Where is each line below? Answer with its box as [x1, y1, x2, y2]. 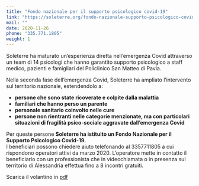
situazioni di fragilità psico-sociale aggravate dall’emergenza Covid [14, 119, 185, 126]
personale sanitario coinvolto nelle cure [14, 107, 115, 113]
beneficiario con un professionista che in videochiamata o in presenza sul [6, 156, 186, 162]
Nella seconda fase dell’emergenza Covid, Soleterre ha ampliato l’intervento [6, 76, 191, 83]
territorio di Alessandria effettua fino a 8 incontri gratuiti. [6, 162, 144, 169]
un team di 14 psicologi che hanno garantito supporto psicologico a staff [6, 58, 183, 66]
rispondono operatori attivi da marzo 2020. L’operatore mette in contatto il [6, 149, 187, 156]
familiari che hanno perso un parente [14, 100, 108, 107]
